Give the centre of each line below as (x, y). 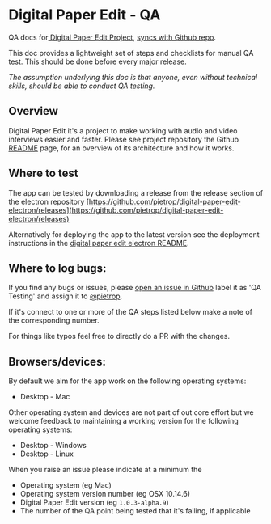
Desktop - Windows (53, 446)
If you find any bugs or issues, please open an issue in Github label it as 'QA (135, 288)
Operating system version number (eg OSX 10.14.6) (105, 494)
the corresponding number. (54, 320)
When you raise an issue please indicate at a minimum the (105, 470)
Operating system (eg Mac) (66, 485)
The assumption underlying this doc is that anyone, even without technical (133, 77)
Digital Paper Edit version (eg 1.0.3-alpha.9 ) (94, 502)
